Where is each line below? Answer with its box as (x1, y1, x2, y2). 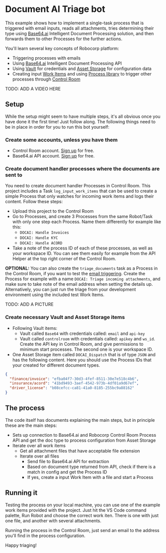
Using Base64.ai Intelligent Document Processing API (12, 60, 122, 66)
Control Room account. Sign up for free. (12, 148, 94, 154)
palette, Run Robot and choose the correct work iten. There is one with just (5, 512, 159, 518)
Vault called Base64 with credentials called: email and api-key (19, 330, 145, 336)
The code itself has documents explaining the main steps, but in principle (5, 417, 155, 423)
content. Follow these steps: (5, 199, 63, 205)
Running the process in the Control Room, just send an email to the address (5, 527, 160, 533)
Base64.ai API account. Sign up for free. (12, 153, 95, 159)
